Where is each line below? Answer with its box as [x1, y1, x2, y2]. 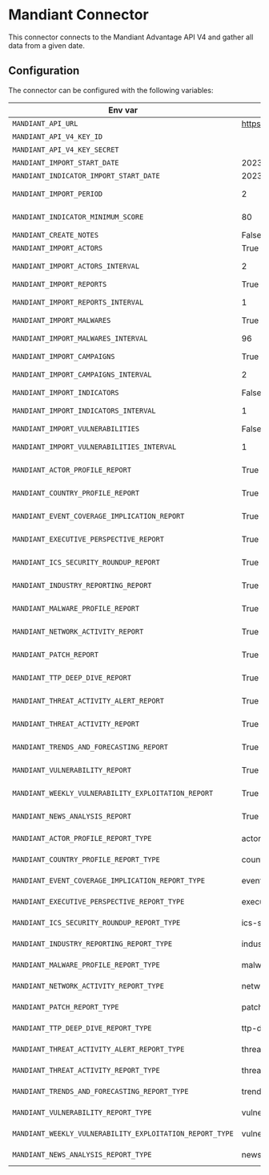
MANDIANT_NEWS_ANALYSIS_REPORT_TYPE [12, 1150, 152, 1159]
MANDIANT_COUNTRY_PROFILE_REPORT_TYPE [12, 855, 160, 864]
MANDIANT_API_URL [12, 119, 78, 128]
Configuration [8, 64, 80, 78]
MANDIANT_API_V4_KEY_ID [12, 132, 103, 141]
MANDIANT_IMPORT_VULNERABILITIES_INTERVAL [12, 442, 177, 451]
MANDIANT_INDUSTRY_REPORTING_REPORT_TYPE [12, 939, 173, 949]
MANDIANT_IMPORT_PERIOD [12, 189, 103, 198]
